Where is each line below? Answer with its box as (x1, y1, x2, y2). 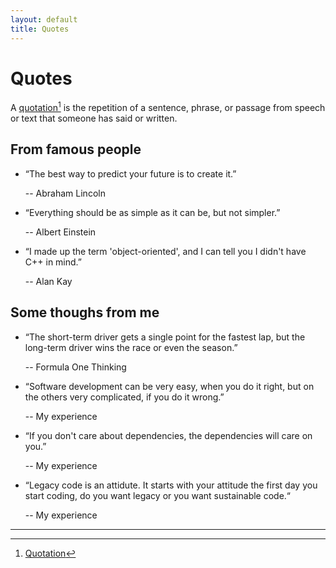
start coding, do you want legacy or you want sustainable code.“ (24, 489, 292, 501)
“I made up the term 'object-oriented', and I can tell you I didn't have (24, 245, 307, 257)
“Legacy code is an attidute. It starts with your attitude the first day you (24, 479, 318, 491)
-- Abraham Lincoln (24, 187, 106, 199)
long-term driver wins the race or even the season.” (24, 341, 238, 353)
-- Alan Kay (24, 275, 73, 287)
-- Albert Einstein (24, 226, 97, 238)
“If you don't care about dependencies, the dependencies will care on (24, 429, 313, 441)
